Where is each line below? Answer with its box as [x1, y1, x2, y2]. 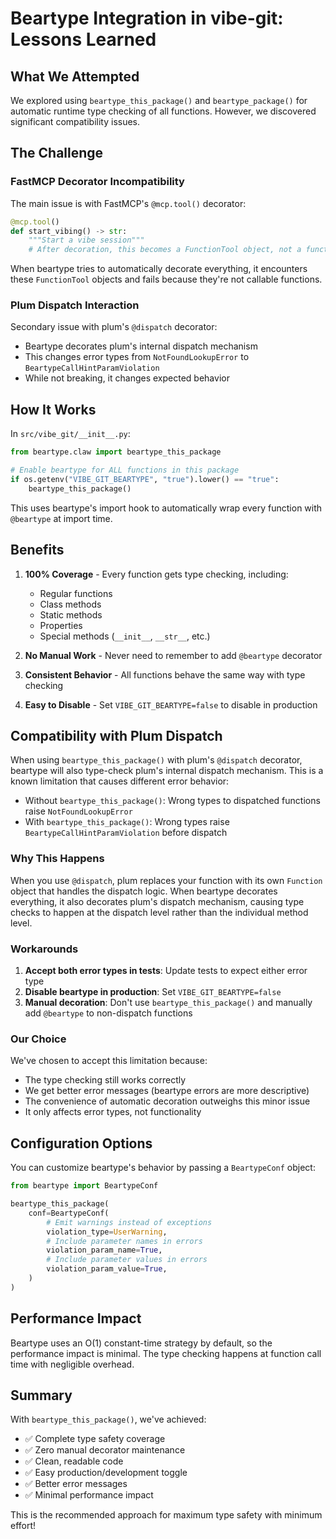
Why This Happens [10, 852, 105, 866]
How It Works [10, 401, 97, 418]
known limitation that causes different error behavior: [10, 775, 230, 787]
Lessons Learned [10, 28, 157, 51]
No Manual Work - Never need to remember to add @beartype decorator [24, 649, 323, 661]
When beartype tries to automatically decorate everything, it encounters [10, 263, 308, 275]
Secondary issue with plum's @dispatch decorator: [10, 321, 218, 333]
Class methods [39, 598, 102, 610]
